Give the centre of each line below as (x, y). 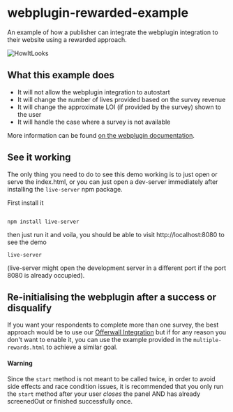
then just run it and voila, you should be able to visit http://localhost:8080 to (116, 234)
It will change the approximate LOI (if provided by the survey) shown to (119, 107)
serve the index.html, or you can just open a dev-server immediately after (113, 182)
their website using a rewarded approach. (67, 39)
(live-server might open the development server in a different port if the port (117, 268)
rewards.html (26, 348)
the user (29, 114)
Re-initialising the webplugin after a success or (112, 297)
